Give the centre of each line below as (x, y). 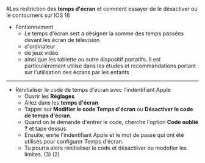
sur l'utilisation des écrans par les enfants (77, 72)
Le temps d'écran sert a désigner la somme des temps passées (104, 33)
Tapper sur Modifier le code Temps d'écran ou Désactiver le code (109, 109)
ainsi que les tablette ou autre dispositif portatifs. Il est (92, 59)
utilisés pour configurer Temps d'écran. (74, 141)
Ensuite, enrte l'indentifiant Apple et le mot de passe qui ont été (104, 135)
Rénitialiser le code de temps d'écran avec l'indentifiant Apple (93, 90)
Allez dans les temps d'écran (61, 102)
